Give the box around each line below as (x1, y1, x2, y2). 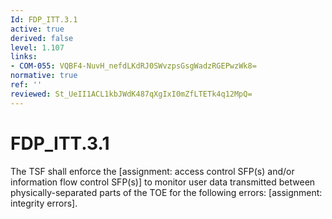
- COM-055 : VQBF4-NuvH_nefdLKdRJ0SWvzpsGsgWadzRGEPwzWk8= (10, 61, 257, 71)
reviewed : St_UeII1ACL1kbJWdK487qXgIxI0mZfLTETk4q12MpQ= (10, 89, 253, 99)
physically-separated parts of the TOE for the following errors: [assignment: (10, 186, 323, 198)
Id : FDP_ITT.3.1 (10, 14, 78, 25)
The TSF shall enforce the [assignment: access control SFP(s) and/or (10, 165, 295, 177)
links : (10, 52, 38, 62)
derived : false (10, 33, 74, 43)
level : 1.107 (10, 42, 65, 53)
